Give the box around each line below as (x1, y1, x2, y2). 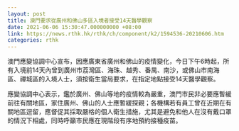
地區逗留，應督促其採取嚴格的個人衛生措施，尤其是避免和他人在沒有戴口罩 (13, 108, 232, 116)
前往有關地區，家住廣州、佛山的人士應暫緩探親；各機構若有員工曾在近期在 (7, 98, 225, 107)
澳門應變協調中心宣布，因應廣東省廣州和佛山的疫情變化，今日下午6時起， (7, 57, 223, 66)
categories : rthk (7, 37, 59, 44)
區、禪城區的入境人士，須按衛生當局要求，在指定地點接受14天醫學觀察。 (7, 75, 220, 84)
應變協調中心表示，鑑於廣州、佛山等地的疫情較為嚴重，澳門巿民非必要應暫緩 (7, 90, 232, 98)
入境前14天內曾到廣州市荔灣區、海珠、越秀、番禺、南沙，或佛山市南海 (13, 66, 220, 74)
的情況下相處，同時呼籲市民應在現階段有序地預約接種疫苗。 (7, 116, 182, 125)
